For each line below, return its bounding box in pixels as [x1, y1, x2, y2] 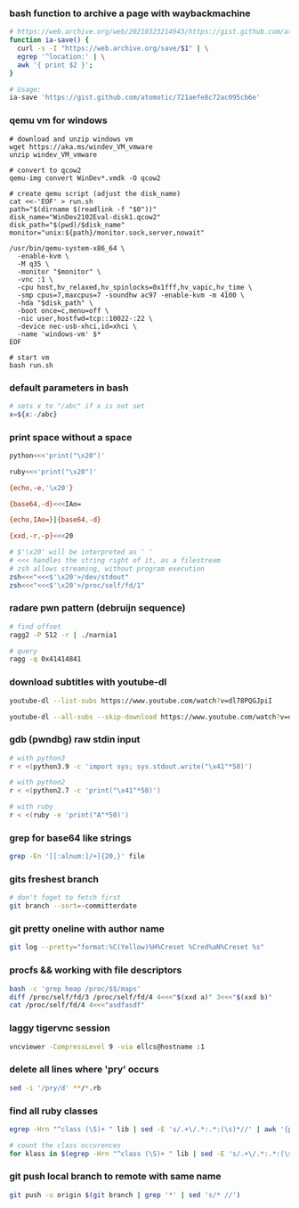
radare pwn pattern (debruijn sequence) [9, 602, 186, 614]
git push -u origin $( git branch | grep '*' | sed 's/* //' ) [9, 1190, 241, 1199]
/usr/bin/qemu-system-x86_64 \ [9, 243, 125, 252]
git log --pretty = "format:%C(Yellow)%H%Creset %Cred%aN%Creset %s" [9, 943, 265, 952]
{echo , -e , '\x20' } [9, 483, 74, 492]
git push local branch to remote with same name [9, 1171, 222, 1183]
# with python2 [9, 778, 66, 787]
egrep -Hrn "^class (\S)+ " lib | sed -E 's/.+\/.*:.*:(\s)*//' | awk [9, 1124, 277, 1134]
